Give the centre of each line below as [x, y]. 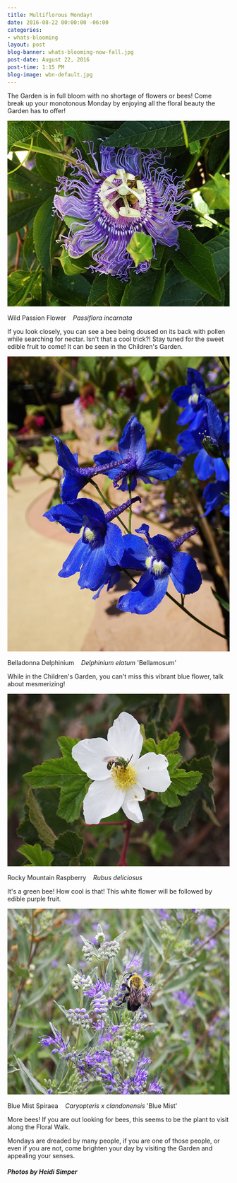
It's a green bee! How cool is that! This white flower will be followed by [110, 891]
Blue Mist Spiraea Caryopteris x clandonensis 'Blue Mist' [92, 1106]
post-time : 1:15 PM [36, 67]
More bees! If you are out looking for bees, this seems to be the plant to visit [118, 1119]
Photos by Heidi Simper [42, 1172]
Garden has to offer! [36, 110]
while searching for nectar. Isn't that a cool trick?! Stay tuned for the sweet [116, 339]
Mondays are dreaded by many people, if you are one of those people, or [114, 1141]
